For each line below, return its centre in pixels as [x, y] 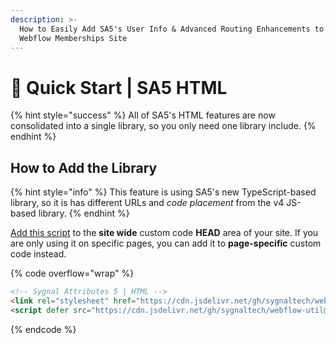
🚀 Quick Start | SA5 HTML [119, 87]
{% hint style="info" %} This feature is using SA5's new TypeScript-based [163, 192]
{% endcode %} [43, 329]
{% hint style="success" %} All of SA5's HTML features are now [143, 115]
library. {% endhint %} [84, 213]
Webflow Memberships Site [73, 38]
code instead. [38, 254]
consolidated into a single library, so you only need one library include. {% [163, 126]
